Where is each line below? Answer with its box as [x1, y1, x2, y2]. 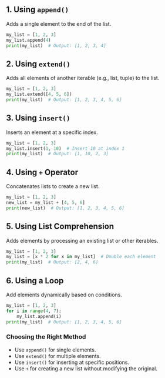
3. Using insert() [6, 113, 70, 123]
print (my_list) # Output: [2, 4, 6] [6, 259, 99, 265]
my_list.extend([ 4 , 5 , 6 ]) [6, 91, 72, 98]
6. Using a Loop [6, 276, 64, 286]
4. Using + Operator [6, 167, 79, 177]
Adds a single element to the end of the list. [6, 20, 112, 27]
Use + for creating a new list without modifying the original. [14, 364, 157, 372]
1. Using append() [6, 5, 69, 15]
